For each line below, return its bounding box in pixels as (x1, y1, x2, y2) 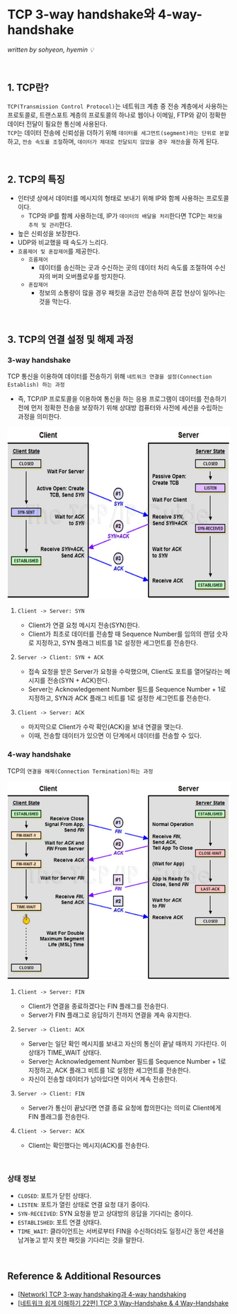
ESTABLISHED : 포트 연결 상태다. (17, 1218, 102, 1226)
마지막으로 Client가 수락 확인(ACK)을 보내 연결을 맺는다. (28, 723, 184, 731)
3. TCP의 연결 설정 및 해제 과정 (7, 333, 134, 345)
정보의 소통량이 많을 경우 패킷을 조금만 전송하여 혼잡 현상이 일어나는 (38, 288, 226, 297)
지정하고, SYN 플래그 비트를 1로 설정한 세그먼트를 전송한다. (35, 639, 199, 647)
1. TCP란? (7, 82, 50, 94)
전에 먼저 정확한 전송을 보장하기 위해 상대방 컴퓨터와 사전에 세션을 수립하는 (17, 404, 224, 412)
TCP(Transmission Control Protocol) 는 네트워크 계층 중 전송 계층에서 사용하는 (7, 102, 229, 110)
